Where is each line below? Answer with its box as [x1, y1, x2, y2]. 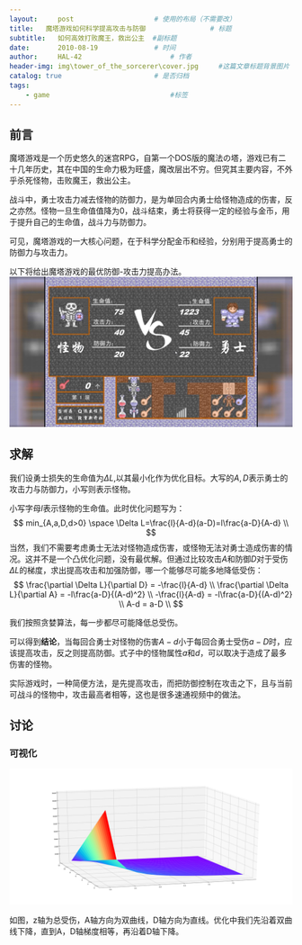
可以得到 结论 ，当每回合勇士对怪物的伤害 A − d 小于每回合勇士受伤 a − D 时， [9, 635, 285, 647]
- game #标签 [25, 90, 189, 99]
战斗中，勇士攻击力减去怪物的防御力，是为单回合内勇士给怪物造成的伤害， [9, 194, 285, 205]
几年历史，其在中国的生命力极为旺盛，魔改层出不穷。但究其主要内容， [16, 164, 277, 175]
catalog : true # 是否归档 [9, 72, 190, 81]
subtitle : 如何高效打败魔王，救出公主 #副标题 [9, 33, 177, 42]
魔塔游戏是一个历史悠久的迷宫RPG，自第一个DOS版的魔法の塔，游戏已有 [9, 153, 279, 164]
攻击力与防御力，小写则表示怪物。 [9, 483, 136, 494]
